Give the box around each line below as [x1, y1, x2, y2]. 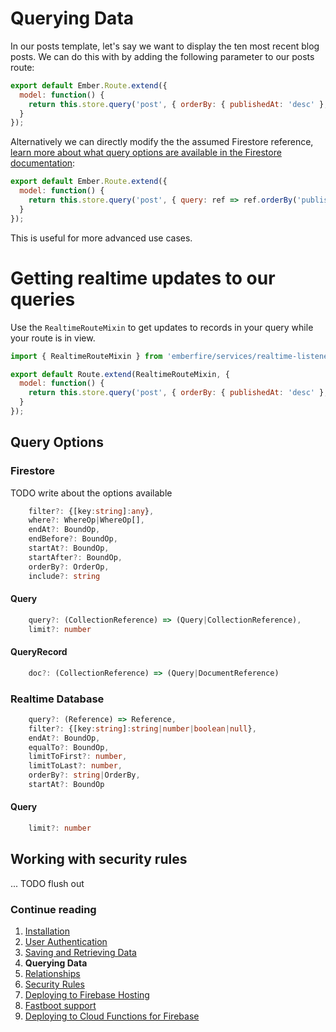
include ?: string [28, 571, 101, 581]
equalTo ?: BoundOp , [28, 742, 110, 752]
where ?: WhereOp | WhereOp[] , [28, 515, 145, 526]
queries [10, 288, 76, 311]
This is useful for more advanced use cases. [10, 232, 193, 244]
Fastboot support [24, 1000, 97, 1012]
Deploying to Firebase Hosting [24, 989, 150, 1001]
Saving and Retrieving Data [24, 947, 137, 959]
